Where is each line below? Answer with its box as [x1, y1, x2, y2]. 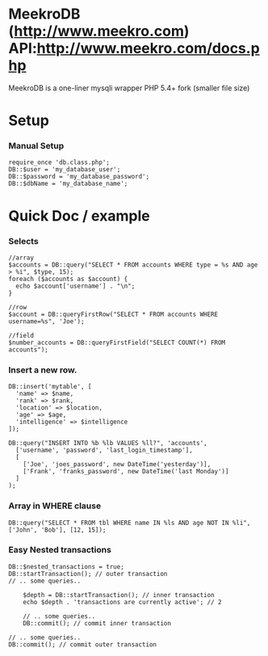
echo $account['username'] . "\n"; [15, 282, 136, 290]
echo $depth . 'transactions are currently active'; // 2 [23, 598, 222, 606]
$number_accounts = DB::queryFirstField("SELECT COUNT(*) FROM [8, 339, 226, 347]
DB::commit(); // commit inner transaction [23, 619, 172, 627]
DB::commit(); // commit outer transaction [8, 640, 157, 649]
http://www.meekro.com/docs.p [36, 40, 260, 57]
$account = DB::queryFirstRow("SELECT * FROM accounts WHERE [8, 310, 219, 318]
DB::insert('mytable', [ [8, 383, 92, 391]
